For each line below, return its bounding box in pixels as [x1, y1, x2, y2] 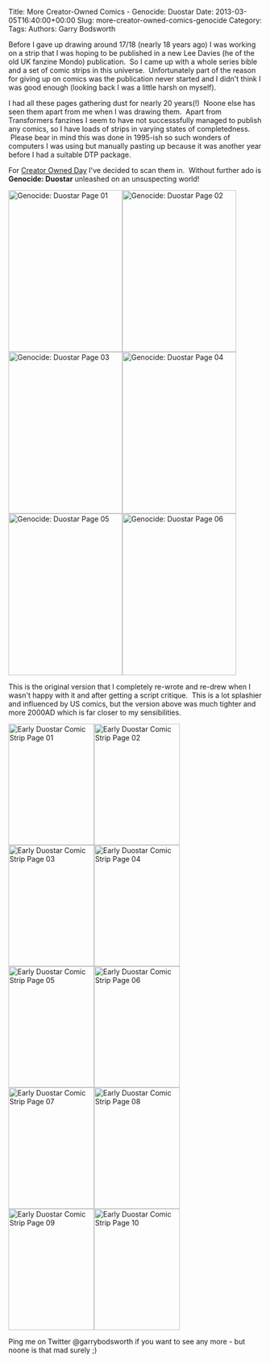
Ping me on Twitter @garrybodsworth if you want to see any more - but [8, 1337, 246, 1346]
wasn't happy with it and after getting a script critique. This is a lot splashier [8, 690, 262, 700]
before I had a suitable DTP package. [8, 150, 131, 159]
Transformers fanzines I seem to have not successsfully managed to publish [8, 116, 262, 124]
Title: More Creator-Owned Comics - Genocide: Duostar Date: [8, 7, 214, 16]
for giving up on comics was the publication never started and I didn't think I [8, 74, 261, 83]
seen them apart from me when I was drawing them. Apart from [8, 107, 222, 116]
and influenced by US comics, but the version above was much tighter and [8, 699, 256, 708]
